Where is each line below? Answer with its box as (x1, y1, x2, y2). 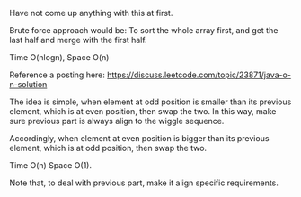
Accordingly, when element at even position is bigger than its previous (9, 133, 270, 143)
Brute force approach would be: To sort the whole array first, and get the (9, 25, 279, 35)
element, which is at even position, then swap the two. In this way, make (9, 106, 277, 116)
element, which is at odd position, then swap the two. (9, 143, 208, 153)
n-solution (9, 79, 48, 89)
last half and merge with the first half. (9, 35, 147, 45)
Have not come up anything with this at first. (9, 8, 173, 18)
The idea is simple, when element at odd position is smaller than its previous (9, 96, 292, 107)
